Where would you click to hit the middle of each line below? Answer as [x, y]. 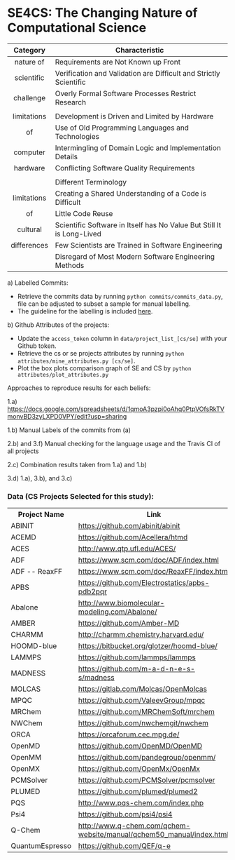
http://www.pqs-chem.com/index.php [141, 803]
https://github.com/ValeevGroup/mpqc [142, 701]
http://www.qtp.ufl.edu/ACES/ [127, 549]
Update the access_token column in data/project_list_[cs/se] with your [122, 338]
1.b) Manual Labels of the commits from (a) [69, 430]
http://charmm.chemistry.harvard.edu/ [141, 635]
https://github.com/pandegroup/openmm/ [147, 758]
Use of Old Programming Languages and [122, 128]
